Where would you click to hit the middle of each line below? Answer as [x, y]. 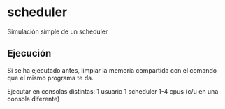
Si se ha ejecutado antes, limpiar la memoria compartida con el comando [112, 70]
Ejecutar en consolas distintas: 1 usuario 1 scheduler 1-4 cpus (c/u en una [113, 91]
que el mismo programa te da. [50, 78]
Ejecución [29, 53]
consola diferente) [34, 99]
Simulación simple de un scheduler [58, 31]
